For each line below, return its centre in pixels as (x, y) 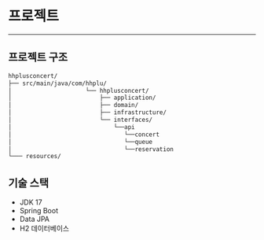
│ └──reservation (91, 149)
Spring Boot (39, 211)
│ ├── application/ (82, 98)
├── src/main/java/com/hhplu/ (58, 83)
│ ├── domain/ (73, 105)
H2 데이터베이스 (44, 228)
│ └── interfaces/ (81, 120)
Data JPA (34, 219)
